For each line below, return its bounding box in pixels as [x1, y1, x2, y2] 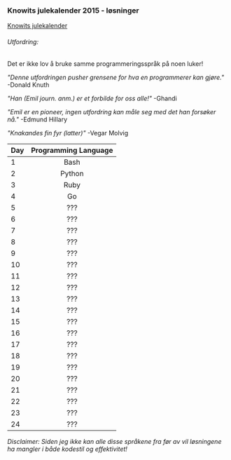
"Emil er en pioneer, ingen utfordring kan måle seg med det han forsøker [7, 107, 216, 116]
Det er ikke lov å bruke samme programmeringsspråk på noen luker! [7, 59, 204, 68]
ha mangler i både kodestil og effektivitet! [7, 445, 128, 453]
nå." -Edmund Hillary [7, 115, 68, 123]
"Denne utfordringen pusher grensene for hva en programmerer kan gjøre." [7, 73, 225, 81]
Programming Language [31, 145, 113, 155]
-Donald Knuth [7, 80, 50, 89]
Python [60, 168, 84, 178]
